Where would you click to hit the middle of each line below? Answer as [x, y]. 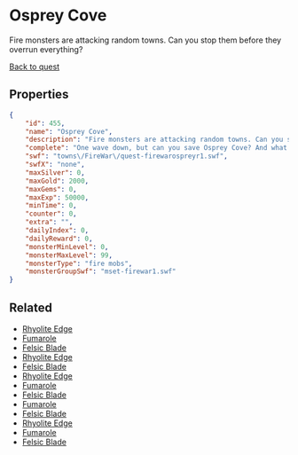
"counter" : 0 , [51, 214]
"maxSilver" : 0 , [55, 173]
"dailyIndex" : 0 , [57, 231]
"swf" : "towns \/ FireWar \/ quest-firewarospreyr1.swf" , [126, 156]
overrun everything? [46, 49]
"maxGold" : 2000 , [57, 181]
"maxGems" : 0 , [51, 189]
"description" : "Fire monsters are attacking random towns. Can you [154, 140]
